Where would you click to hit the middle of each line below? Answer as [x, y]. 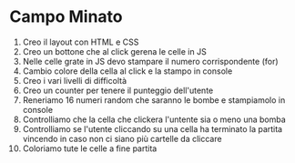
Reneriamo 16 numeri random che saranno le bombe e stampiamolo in [154, 100]
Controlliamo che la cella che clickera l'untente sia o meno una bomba [154, 119]
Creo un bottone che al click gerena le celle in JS [114, 51]
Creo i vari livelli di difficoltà [75, 80]
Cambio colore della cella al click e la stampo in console [127, 71]
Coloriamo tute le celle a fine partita [90, 148]
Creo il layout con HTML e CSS [81, 42]
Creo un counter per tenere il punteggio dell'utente [118, 90]
